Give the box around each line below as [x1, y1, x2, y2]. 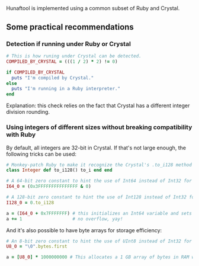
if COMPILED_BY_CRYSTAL [6, 69, 65, 75]
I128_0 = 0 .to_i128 [6, 200, 54, 206]
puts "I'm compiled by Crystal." [11, 75, 94, 81]
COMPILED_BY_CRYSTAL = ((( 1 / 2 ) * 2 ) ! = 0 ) [6, 59, 118, 65]
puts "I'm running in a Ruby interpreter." [11, 86, 120, 92]
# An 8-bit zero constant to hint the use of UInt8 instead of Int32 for [6, 238, 192, 244]
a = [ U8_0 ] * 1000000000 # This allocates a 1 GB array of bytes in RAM [6, 254, 190, 260]
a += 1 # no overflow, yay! [6, 216, 123, 222]
